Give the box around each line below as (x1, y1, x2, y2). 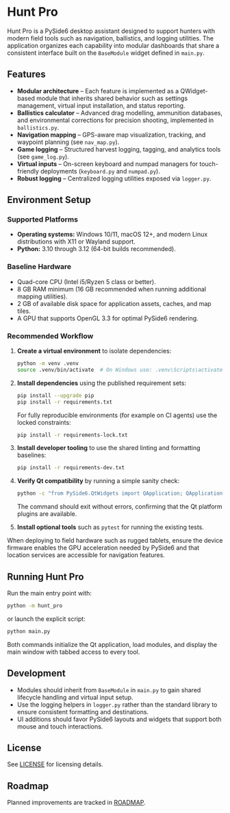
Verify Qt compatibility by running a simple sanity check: (16, 477, 180, 485)
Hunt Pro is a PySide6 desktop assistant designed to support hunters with (7, 27, 216, 35)
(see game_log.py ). (16, 152, 70, 161)
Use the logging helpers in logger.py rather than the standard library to (16, 700, 218, 709)
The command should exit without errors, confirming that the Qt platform (16, 502, 222, 511)
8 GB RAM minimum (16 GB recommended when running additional (16, 285, 207, 293)
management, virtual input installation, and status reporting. (16, 101, 186, 110)
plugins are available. (16, 510, 77, 518)
